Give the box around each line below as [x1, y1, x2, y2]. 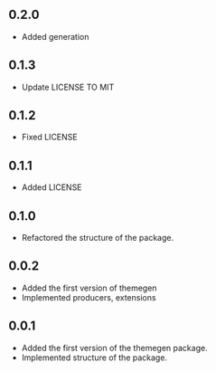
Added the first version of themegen [21, 282, 157, 293]
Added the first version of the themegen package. [21, 342, 209, 353]
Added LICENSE [21, 182, 82, 193]
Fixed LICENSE [21, 131, 78, 143]
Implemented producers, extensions [21, 291, 156, 302]
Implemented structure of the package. [21, 352, 168, 363]
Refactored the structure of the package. [21, 233, 174, 243]
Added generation [21, 31, 89, 42]
